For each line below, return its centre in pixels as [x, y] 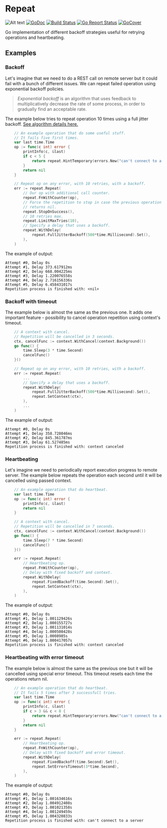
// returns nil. [40, 207]
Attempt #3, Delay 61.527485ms [38, 442]
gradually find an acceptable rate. [52, 109]
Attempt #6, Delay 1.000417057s [39, 641]
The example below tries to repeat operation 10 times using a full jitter [77, 119]
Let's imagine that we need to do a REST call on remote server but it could [82, 78]
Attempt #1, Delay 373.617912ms [39, 267]
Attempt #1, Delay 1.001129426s [39, 619]
